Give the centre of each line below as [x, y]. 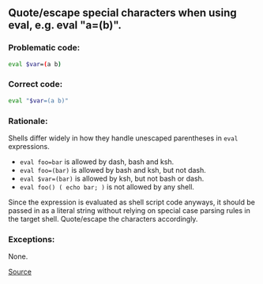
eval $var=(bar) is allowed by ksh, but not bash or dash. [112, 179]
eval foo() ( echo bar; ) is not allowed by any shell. [107, 187]
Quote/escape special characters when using [122, 13]
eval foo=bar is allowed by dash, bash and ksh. [97, 162]
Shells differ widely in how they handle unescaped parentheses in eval [123, 138]
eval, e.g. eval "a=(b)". [65, 26]
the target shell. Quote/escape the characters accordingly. [103, 219]
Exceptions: [32, 239]
